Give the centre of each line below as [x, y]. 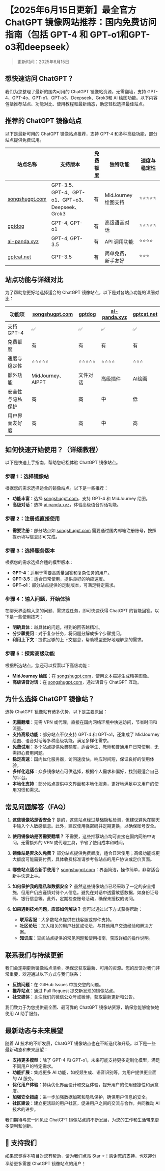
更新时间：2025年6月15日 [43, 62]
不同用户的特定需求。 [34, 1066]
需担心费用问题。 [29, 753]
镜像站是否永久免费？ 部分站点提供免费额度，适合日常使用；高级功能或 [84, 853]
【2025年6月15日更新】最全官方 [71, 10]
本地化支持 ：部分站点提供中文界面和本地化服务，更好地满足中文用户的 [83, 784]
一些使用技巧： [29, 617]
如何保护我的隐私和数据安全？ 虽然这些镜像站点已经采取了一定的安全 [82, 886]
